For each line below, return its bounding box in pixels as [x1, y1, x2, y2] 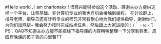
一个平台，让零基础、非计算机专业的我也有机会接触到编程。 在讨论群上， [9, 10, 156, 16]
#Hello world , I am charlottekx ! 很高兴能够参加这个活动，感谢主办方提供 [5, 4, 152, 10]
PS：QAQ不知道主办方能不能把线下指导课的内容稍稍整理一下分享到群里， [5, 28, 153, 33]
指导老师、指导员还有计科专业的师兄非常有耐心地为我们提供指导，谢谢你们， [5, 16, 159, 22]
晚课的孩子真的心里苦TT [13, 34, 62, 40]
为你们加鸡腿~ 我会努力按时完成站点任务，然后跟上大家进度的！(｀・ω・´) [5, 22, 154, 28]
